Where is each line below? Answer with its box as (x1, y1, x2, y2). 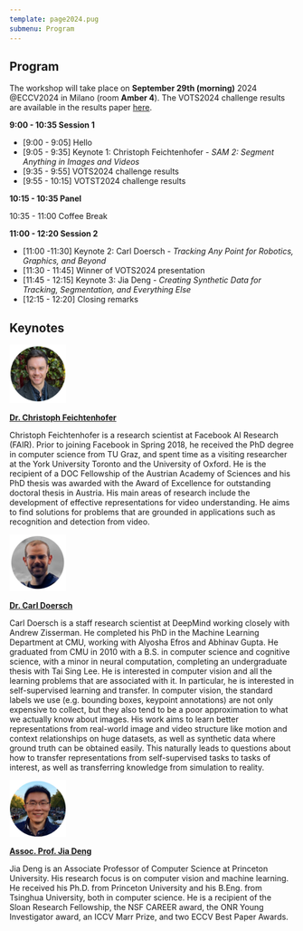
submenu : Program (9, 24, 75, 34)
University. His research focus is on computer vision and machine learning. (9, 873, 289, 884)
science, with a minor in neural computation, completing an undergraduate (9, 656, 288, 667)
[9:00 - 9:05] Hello (22, 137, 93, 149)
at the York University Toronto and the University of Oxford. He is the (9, 458, 267, 469)
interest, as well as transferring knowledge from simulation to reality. (9, 762, 265, 773)
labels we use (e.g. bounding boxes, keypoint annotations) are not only (9, 694, 274, 705)
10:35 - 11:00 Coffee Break (9, 211, 109, 222)
